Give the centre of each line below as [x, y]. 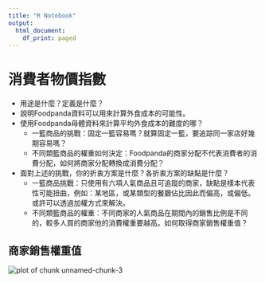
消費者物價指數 [57, 80]
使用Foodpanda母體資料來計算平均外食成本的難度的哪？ [112, 124]
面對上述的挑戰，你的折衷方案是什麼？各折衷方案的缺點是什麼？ [124, 173]
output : [21, 23]
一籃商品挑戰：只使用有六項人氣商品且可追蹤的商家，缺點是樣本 [136, 183]
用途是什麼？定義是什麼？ [62, 104]
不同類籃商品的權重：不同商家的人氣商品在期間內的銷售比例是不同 [140, 213]
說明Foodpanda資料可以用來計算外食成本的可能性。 [105, 113]
